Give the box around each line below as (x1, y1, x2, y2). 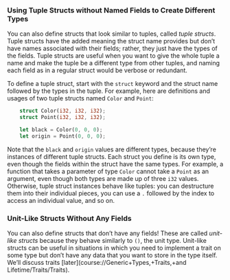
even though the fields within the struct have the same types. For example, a (7, 160, 224, 168)
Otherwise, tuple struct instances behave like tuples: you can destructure (7, 182, 214, 190)
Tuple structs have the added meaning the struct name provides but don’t (7, 37, 216, 45)
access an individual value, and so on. (7, 196, 115, 204)
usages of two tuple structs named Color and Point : (7, 94, 154, 103)
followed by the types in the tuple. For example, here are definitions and (7, 87, 211, 95)
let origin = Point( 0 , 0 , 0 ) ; (19, 133, 106, 140)
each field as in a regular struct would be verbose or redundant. (7, 66, 187, 74)
